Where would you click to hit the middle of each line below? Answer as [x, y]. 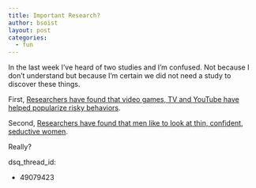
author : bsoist [33, 23]
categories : [28, 38]
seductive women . [38, 132]
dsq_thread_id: [32, 162]
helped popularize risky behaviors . [64, 108]
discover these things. [44, 85]
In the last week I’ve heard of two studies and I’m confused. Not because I [129, 67]
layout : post [30, 30]
